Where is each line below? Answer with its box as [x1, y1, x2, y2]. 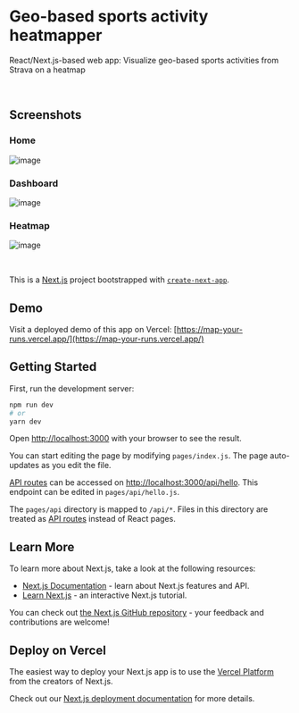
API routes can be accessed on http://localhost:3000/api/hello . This [9, 477, 259, 488]
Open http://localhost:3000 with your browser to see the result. [9, 433, 243, 444]
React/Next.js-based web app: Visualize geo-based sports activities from [9, 55, 279, 65]
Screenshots [9, 107, 82, 122]
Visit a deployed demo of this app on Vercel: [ [9, 324, 177, 335]
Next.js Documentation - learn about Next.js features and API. [21, 581, 250, 591]
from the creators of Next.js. [9, 676, 113, 687]
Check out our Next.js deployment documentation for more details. [9, 693, 255, 704]
